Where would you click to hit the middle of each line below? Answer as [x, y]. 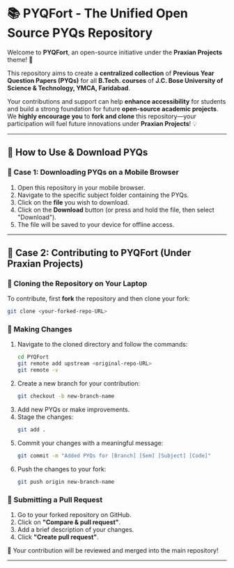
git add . [32, 429]
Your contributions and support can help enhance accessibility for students [117, 101]
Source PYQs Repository [80, 33]
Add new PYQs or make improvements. [73, 409]
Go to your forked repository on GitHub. [74, 514]
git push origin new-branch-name [66, 482]
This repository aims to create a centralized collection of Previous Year [111, 73]
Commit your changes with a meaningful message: [90, 443]
